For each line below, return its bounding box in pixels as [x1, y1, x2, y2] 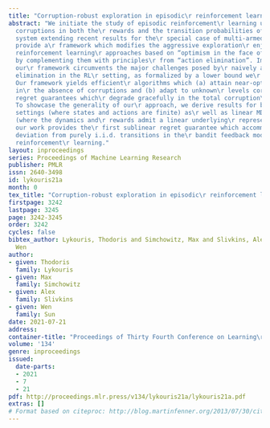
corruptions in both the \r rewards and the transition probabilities [15, 26, 253, 35]
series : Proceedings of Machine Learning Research [8, 153, 182, 161]
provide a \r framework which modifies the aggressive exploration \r [15, 42, 250, 50]
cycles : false [8, 228, 56, 237]
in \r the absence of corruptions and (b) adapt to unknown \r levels [15, 86, 250, 95]
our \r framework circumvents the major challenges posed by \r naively [15, 64, 257, 72]
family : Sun [15, 310, 56, 318]
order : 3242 [8, 221, 48, 229]
